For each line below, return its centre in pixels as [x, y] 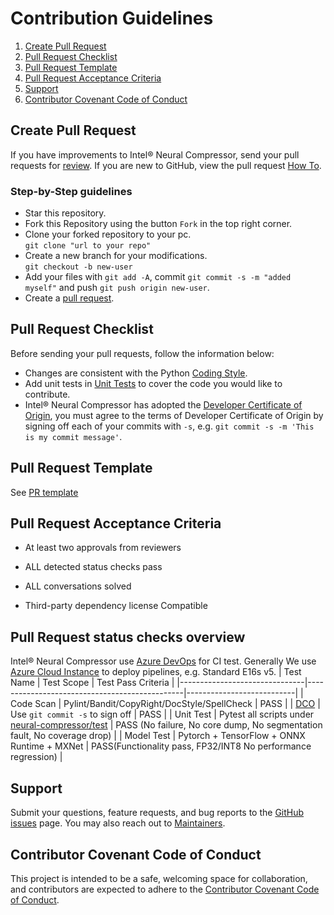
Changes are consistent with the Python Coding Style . [136, 373]
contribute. [47, 394]
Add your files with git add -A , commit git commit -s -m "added [158, 277]
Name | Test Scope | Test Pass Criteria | [92, 683]
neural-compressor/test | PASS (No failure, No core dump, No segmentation [166, 725]
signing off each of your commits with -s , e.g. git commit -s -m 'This [169, 426]
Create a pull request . [69, 298]
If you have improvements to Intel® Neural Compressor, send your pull [155, 154]
